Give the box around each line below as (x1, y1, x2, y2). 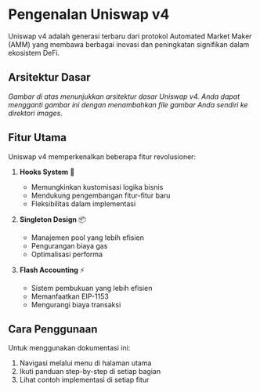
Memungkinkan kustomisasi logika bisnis (31, 182, 164, 191)
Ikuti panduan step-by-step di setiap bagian (19, 367, 161, 376)
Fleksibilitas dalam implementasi (31, 198, 136, 209)
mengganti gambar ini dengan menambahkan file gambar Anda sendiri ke (8, 100, 248, 109)
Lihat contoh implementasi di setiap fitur (19, 375, 150, 385)
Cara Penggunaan (8, 322, 98, 336)
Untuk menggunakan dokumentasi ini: (8, 343, 131, 353)
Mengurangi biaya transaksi (31, 299, 121, 309)
